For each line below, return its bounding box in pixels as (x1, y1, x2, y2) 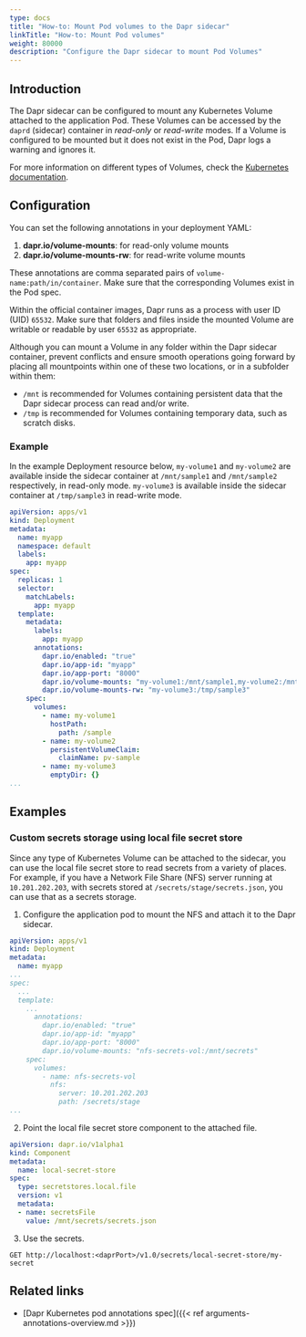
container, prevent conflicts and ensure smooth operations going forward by (9, 350, 296, 361)
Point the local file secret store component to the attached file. (22, 1122, 258, 1133)
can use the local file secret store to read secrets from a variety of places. (9, 862, 287, 872)
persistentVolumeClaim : (49, 745, 141, 754)
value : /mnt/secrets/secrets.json (25, 1216, 157, 1226)
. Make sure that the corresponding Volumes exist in (98, 277, 295, 287)
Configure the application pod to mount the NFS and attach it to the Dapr (22, 909, 296, 920)
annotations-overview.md (22, 1317, 119, 1328)
